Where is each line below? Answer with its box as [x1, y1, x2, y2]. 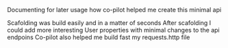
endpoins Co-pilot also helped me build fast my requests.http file [7, 33, 190, 41]
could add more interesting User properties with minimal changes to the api [7, 26, 220, 34]
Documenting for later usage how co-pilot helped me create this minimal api [7, 6, 222, 14]
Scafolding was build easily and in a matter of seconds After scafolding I [7, 19, 212, 26]
